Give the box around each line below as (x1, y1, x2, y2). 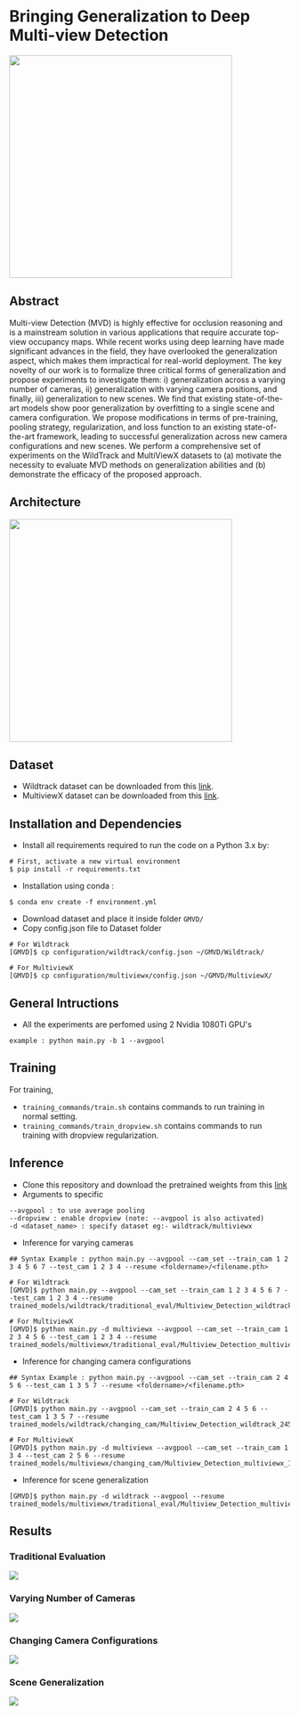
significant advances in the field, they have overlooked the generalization (9, 346, 278, 356)
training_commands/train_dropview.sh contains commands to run (21, 1120, 263, 1131)
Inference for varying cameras (21, 1237, 133, 1248)
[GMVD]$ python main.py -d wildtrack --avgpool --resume (9, 1491, 225, 1500)
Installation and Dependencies (9, 816, 182, 831)
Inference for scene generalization (21, 1474, 149, 1485)
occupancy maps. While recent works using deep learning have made (28, 336, 285, 347)
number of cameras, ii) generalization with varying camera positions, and (9, 383, 278, 394)
